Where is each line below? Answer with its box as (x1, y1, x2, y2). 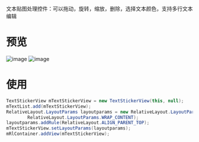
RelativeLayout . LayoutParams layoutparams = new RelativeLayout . (6, 109, 171, 115)
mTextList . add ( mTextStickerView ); (6, 103, 92, 109)
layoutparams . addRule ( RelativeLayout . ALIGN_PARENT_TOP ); (6, 120, 150, 126)
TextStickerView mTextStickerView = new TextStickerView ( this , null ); (6, 98, 184, 104)
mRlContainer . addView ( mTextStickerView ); (6, 131, 110, 137)
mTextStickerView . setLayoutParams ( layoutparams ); (6, 125, 131, 131)
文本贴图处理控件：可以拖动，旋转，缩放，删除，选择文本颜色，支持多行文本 (6, 5, 193, 12)
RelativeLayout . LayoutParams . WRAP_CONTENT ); (27, 114, 139, 120)
